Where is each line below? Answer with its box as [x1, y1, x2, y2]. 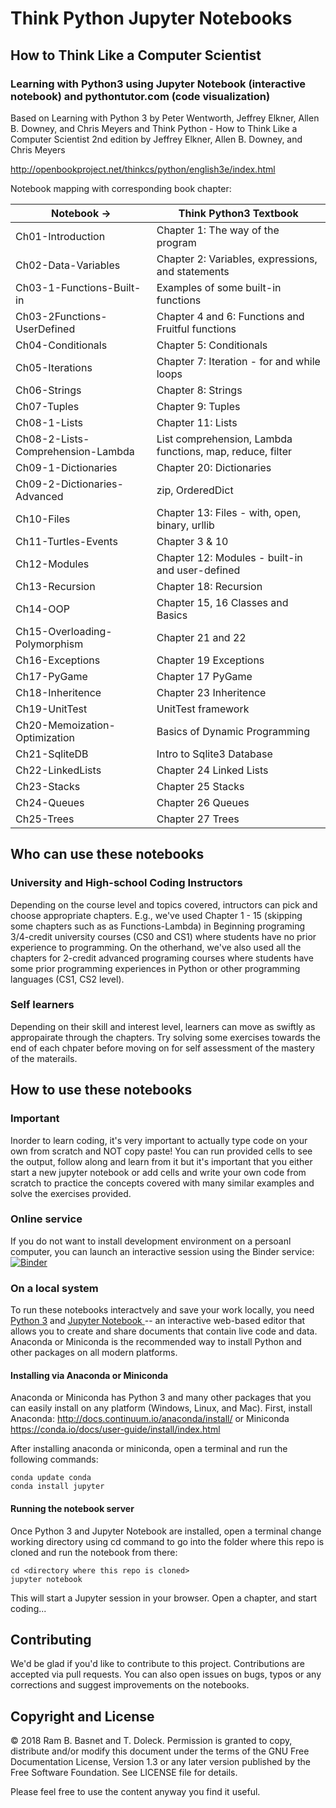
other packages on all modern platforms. [10, 1347, 178, 1359]
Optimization [15, 730, 76, 744]
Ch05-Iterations [15, 360, 93, 374]
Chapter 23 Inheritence [156, 685, 267, 699]
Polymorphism [15, 637, 84, 651]
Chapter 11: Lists [156, 415, 238, 429]
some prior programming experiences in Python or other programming [10, 962, 301, 974]
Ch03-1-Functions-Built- [15, 280, 142, 294]
